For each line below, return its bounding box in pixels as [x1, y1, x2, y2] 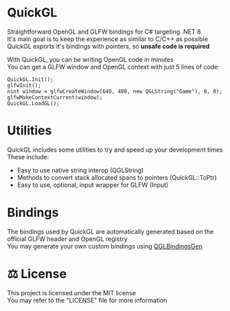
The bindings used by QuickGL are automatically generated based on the [7, 227, 214, 235]
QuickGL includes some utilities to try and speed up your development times [7, 146, 223, 154]
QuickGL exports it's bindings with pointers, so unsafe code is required [7, 42, 210, 50]
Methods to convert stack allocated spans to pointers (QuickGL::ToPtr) [16, 173, 218, 181]
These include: [7, 152, 49, 161]
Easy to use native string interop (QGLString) [16, 166, 144, 174]
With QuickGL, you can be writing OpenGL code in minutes [7, 55, 174, 63]
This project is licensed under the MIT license [7, 288, 136, 297]
